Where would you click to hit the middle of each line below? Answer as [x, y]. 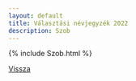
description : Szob [39, 30]
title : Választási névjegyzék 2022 [68, 23]
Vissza [19, 69]
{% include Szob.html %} [51, 54]
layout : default [36, 16]
